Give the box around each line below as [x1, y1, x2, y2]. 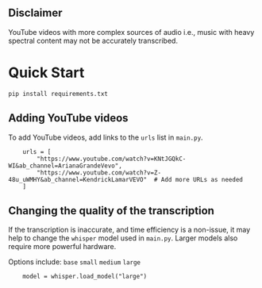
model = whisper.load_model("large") [22, 273, 148, 281]
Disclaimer [8, 6, 63, 20]
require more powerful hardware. [8, 242, 117, 252]
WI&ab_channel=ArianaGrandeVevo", [8, 162, 123, 170]
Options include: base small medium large [8, 257, 141, 267]
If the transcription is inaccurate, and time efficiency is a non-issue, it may [8, 225, 251, 235]
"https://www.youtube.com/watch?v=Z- [37, 168, 161, 177]
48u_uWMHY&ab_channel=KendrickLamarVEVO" [8, 175, 148, 183]
